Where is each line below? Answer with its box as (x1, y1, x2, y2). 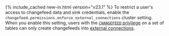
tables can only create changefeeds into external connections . (5, 25, 135, 31)
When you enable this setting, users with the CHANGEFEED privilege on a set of (5, 20, 164, 26)
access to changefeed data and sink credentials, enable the (5, 9, 130, 15)
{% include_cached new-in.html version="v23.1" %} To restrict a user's (5, 4, 153, 10)
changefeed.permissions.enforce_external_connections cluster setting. (5, 15, 153, 20)
